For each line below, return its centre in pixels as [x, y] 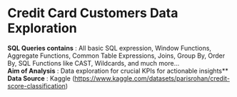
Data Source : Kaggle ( [41, 78]
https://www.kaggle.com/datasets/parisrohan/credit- [152, 78]
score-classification [37, 86]
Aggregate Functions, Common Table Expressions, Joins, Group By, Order [116, 56]
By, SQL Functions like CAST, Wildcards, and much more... [94, 63]
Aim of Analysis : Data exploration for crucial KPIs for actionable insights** [118, 71]
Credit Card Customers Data [93, 13]
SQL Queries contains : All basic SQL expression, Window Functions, [110, 48]
